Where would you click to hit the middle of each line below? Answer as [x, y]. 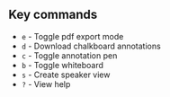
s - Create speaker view [66, 75]
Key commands [53, 15]
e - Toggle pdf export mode [72, 36]
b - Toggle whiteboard [63, 65]
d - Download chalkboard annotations [91, 46]
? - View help [46, 84]
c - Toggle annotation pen [69, 55]
